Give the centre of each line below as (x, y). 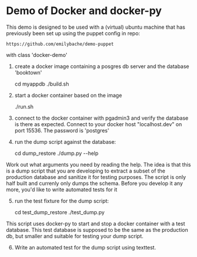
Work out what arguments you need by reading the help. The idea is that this (98, 164)
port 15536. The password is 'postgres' (62, 130)
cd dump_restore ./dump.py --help (56, 153)
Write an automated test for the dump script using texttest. (85, 247)
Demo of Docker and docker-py (84, 11)
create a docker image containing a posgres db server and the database (102, 66)
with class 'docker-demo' (37, 55)
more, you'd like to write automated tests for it (62, 190)
